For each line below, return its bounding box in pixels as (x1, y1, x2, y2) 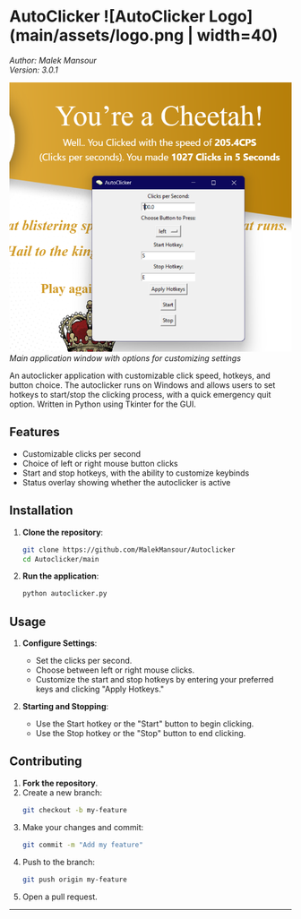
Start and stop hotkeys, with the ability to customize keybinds (21, 468, 250, 478)
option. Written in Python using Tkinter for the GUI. (9, 399, 197, 409)
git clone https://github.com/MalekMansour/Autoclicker (21, 545, 236, 554)
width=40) (196, 25, 279, 46)
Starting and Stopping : (21, 701, 109, 712)
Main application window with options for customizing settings (9, 353, 242, 364)
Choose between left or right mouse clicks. (35, 665, 195, 675)
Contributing (9, 754, 82, 769)
